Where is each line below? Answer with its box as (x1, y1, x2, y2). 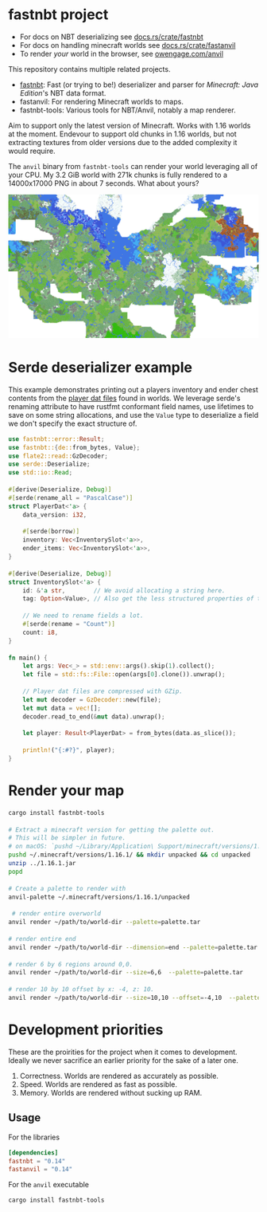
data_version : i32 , (22, 510, 87, 519)
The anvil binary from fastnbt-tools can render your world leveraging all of (8, 161, 258, 171)
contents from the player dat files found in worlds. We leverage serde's (8, 393, 241, 403)
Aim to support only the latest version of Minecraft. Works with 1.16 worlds (8, 120, 251, 130)
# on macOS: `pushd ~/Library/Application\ (8, 843, 155, 851)
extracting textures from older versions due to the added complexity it (8, 137, 238, 147)
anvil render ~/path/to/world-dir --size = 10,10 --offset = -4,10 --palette (8, 994, 261, 1002)
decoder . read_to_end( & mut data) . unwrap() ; (22, 712, 165, 721)
